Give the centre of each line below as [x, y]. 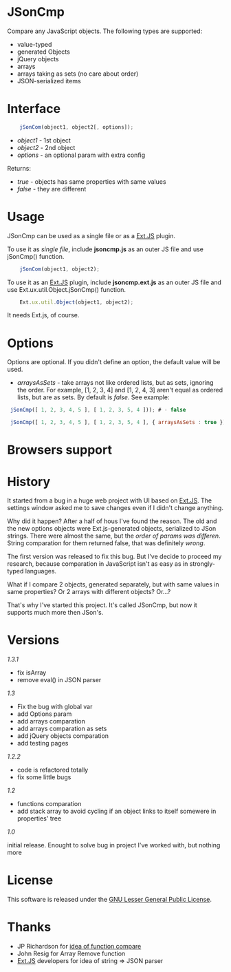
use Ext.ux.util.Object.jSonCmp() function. [66, 289]
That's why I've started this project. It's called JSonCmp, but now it [102, 605]
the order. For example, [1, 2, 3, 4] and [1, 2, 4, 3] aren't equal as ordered [120, 390]
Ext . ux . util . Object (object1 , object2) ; [77, 302]
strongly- [202, 564]
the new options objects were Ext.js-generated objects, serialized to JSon [112, 529]
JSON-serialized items [49, 81]
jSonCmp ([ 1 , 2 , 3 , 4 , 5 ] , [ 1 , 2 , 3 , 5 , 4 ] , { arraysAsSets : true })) [119, 423]
